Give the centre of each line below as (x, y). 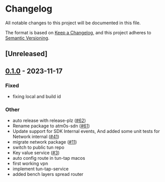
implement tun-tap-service (41, 169)
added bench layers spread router (48, 174)
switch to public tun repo (38, 148)
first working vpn (30, 164)
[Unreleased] (26, 54)
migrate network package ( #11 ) (45, 142)
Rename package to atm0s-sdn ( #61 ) (51, 126)
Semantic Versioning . (27, 38)
